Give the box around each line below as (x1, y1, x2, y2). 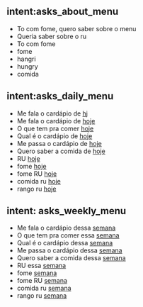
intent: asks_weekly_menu (6, 205, 127, 217)
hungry (16, 62, 38, 70)
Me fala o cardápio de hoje (16, 116, 96, 125)
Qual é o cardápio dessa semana (16, 239, 113, 247)
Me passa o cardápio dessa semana (16, 246, 122, 255)
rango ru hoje (16, 184, 57, 193)
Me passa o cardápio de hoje (16, 139, 102, 147)
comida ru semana (16, 284, 71, 293)
